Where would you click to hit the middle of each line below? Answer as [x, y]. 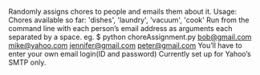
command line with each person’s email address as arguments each [120, 28]
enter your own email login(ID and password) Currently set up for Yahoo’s [130, 54]
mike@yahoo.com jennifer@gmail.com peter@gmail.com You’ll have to [125, 45]
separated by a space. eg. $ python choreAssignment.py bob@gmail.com [130, 37]
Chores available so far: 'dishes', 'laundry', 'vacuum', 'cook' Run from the [129, 20]
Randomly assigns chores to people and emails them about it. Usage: [123, 12]
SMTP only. [27, 62]
